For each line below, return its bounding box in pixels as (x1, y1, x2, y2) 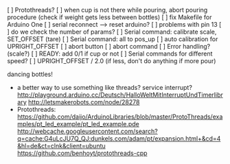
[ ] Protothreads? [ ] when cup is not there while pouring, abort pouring (7, 6, 208, 14)
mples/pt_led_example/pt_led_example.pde (16, 120, 139, 128)
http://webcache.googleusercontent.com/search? (16, 127, 158, 135)
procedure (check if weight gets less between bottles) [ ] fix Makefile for (7, 13, 212, 21)
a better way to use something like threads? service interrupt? (16, 84, 192, 91)
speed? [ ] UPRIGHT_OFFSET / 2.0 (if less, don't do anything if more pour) (7, 57, 216, 65)
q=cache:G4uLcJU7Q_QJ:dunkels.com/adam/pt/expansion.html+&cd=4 (16, 134, 221, 143)
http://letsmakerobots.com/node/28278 (27, 98, 140, 106)
